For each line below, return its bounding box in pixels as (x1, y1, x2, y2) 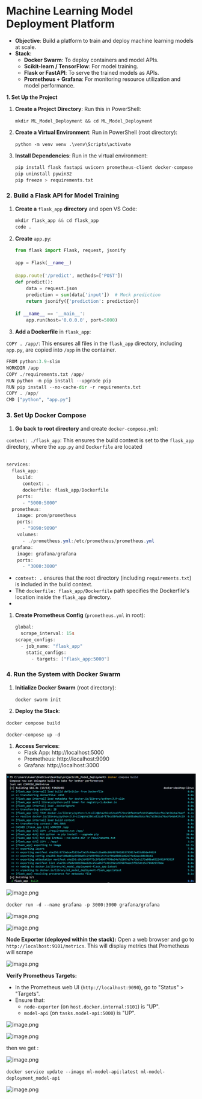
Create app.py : (14, 235, 52, 242)
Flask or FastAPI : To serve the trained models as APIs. (23, 69, 159, 76)
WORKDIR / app (6, 365, 39, 371)
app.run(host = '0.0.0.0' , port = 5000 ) (26, 317, 118, 323)
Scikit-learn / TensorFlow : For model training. (23, 62, 138, 70)
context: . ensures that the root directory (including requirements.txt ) (14, 574, 192, 581)
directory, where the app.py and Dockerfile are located (6, 443, 142, 450)
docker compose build (6, 720, 61, 726)
